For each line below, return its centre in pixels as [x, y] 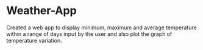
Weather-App [42, 11]
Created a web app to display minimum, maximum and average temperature [101, 27]
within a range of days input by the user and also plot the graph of [89, 34]
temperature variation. [34, 40]
